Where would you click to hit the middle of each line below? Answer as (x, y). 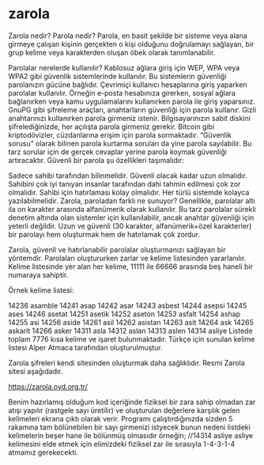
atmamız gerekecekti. (43, 452)
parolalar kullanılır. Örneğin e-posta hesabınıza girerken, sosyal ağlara (122, 93)
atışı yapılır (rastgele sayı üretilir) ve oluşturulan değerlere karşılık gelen (124, 410)
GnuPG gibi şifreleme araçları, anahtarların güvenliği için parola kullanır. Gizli (132, 110)
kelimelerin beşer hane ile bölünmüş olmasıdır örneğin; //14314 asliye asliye (131, 435)
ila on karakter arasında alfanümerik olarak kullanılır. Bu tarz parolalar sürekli (132, 209)
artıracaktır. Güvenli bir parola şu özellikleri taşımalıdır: (96, 160)
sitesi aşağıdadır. (36, 371)
